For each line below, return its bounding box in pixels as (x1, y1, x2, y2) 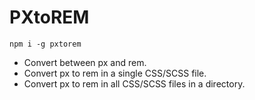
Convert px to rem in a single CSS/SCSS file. (23, 67, 207, 79)
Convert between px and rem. (23, 56, 147, 68)
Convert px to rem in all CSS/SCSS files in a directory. (23, 77, 246, 90)
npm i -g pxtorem (9, 39, 82, 49)
